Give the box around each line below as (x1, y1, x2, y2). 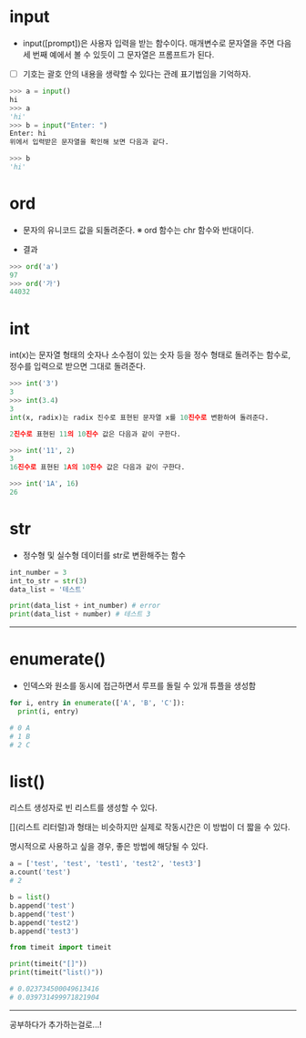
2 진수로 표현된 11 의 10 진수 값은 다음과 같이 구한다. (9, 429, 182, 438)
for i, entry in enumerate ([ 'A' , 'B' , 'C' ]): (9, 699, 185, 708)
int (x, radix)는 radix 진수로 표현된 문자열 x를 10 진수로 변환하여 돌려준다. (9, 413, 270, 422)
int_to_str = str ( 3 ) (9, 576, 88, 585)
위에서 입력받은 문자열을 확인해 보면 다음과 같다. (9, 138, 169, 147)
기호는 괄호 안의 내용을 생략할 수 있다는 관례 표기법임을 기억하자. (22, 68, 251, 79)
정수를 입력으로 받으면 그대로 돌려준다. (9, 361, 146, 372)
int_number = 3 (9, 568, 67, 577)
